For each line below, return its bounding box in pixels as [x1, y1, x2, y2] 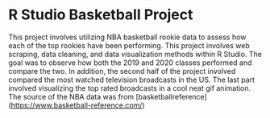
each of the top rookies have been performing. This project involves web [8, 40, 250, 50]
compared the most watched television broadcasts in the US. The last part [8, 75, 255, 84]
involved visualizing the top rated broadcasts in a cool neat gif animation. [8, 83, 251, 93]
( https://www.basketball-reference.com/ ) [8, 100, 145, 110]
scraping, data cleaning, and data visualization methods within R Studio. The [8, 49, 262, 59]
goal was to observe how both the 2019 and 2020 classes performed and [8, 58, 252, 67]
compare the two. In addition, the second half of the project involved [8, 66, 236, 75]
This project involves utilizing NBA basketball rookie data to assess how [8, 32, 247, 42]
